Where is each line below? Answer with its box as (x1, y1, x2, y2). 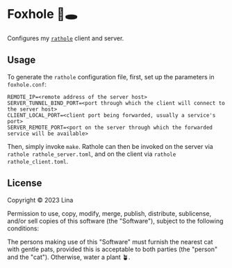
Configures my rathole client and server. (7, 33, 124, 42)
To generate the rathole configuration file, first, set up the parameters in (7, 72, 215, 81)
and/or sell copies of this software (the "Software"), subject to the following (7, 216, 224, 225)
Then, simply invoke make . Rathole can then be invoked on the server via (7, 142, 213, 150)
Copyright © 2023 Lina (7, 196, 74, 204)
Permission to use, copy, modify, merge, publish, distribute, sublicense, (7, 209, 212, 217)
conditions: (7, 224, 40, 232)
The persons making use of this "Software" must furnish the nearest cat (7, 237, 213, 246)
